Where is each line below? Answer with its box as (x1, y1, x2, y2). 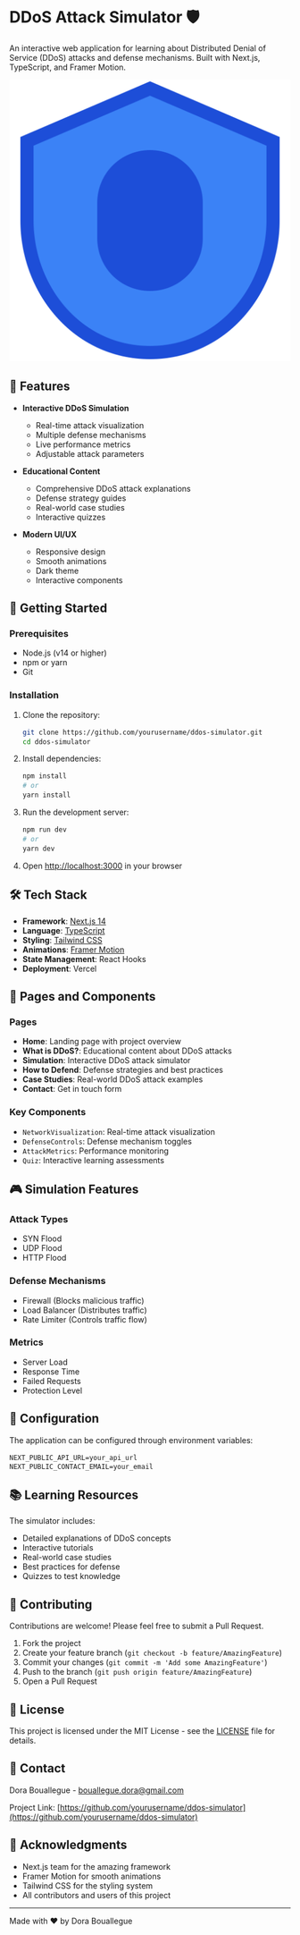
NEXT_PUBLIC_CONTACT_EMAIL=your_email (9, 1462, 154, 1471)
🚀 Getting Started (9, 601, 108, 616)
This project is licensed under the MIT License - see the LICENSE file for (9, 1726, 275, 1736)
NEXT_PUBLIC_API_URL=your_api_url (9, 1453, 138, 1462)
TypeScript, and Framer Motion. (9, 62, 127, 72)
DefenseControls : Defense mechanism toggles (21, 1136, 192, 1146)
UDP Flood (21, 1243, 62, 1254)
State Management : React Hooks (21, 953, 146, 964)
